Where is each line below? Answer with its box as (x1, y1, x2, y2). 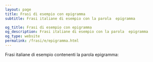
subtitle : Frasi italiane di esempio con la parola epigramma (5, 16, 136, 21)
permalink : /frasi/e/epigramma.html (5, 38, 79, 44)
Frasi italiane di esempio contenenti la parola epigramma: (5, 51, 119, 57)
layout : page (5, 7, 31, 12)
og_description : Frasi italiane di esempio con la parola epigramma (5, 30, 149, 34)
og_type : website (5, 34, 40, 39)
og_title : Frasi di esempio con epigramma (5, 25, 92, 30)
